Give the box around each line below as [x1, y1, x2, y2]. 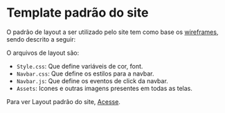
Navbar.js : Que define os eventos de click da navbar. [16, 76, 169, 85]
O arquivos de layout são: [6, 49, 80, 57]
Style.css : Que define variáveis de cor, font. [16, 62, 143, 70]
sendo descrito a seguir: [6, 35, 76, 43]
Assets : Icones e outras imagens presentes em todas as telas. [16, 84, 193, 92]
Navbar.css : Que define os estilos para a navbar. [16, 69, 154, 78]
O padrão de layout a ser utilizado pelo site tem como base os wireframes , [6, 28, 219, 36]
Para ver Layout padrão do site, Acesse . [6, 97, 120, 105]
